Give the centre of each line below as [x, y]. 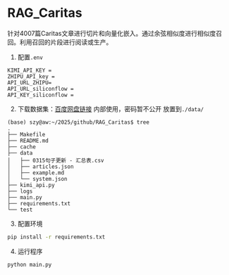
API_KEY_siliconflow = [41, 95]
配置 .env [30, 57]
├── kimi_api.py [31, 185]
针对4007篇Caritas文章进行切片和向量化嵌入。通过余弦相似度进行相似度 [112, 33]
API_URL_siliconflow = [41, 89]
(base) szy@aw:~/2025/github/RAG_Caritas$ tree [79, 122]
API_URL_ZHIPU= [30, 82]
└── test [20, 210]
